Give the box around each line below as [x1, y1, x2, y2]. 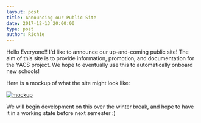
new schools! [6, 68, 40, 75]
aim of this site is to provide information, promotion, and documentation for [6, 55, 195, 62]
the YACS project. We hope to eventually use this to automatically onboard [6, 61, 193, 69]
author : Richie [6, 32, 45, 38]
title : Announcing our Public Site [6, 15, 97, 21]
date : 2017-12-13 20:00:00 [6, 20, 75, 26]
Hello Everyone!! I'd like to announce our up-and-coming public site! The [6, 48, 189, 55]
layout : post [6, 9, 40, 15]
